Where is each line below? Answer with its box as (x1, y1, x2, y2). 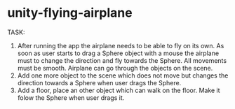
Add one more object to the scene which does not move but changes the (17, 71, 229, 80)
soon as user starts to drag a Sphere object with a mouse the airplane (17, 49, 220, 57)
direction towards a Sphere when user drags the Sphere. (17, 78, 182, 87)
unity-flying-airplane (7, 5, 133, 21)
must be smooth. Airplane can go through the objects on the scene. (17, 64, 213, 72)
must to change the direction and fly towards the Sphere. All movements (17, 56, 227, 64)
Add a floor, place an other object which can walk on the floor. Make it (17, 86, 220, 94)
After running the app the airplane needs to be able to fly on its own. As (17, 41, 224, 50)
